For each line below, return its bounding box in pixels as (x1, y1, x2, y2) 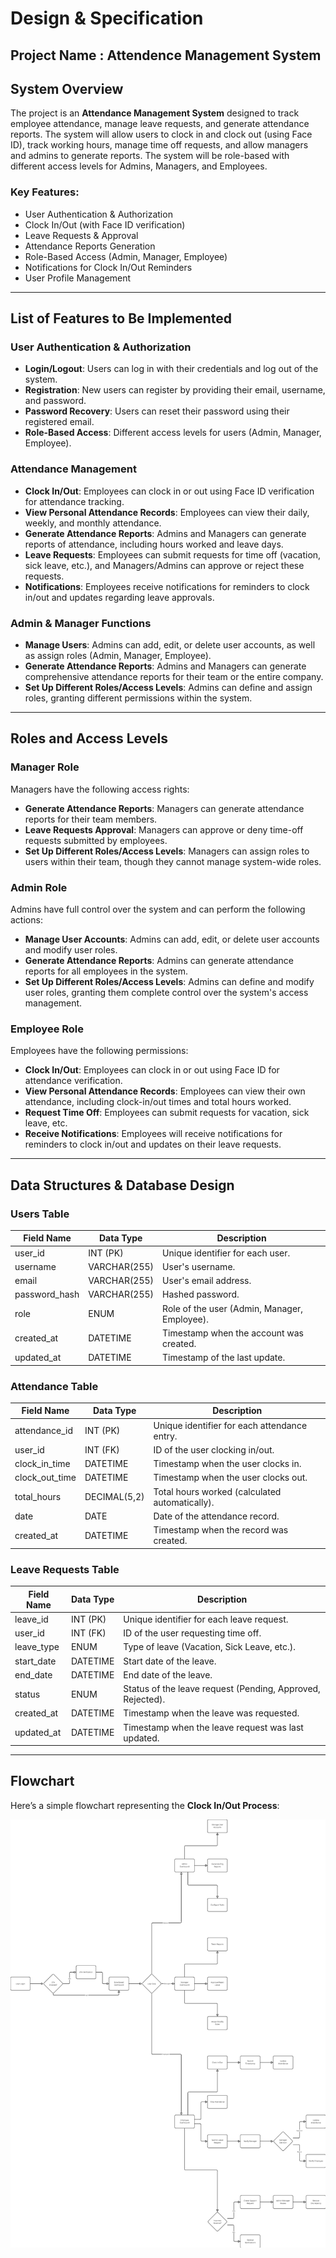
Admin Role (10, 880, 68, 894)
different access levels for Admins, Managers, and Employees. (10, 160, 268, 172)
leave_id (14, 1613, 49, 1625)
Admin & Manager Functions (10, 616, 152, 630)
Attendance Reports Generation (24, 240, 156, 252)
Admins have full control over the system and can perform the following (10, 903, 306, 915)
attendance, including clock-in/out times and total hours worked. (24, 1096, 292, 1108)
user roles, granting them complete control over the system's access (24, 986, 309, 998)
